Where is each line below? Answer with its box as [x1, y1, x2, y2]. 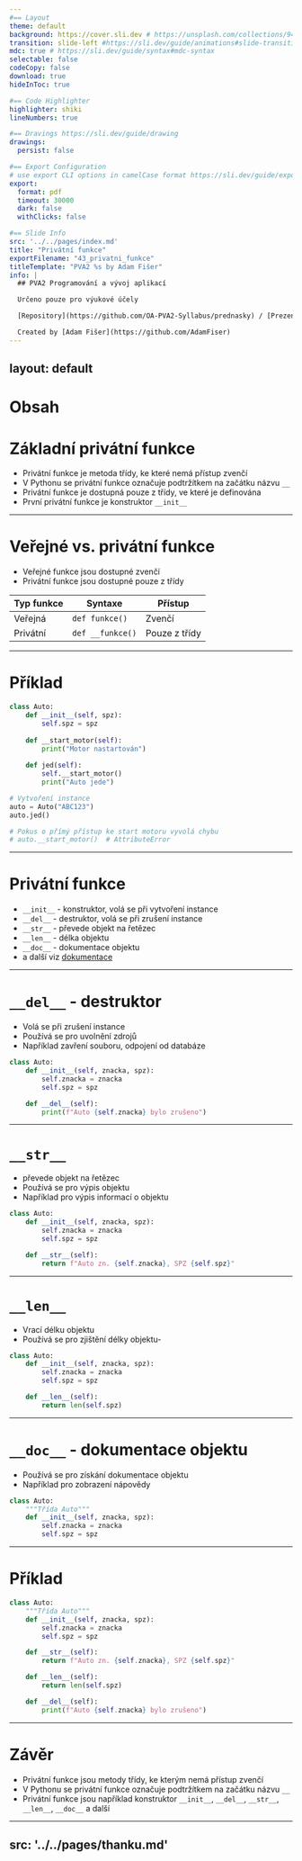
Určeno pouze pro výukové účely [17, 295, 139, 304]
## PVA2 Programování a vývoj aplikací [17, 279, 167, 288]
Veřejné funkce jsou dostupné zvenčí [22, 566, 160, 577]
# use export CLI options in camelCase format [9, 170, 187, 180]
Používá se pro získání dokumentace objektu [22, 1469, 189, 1480]
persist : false [17, 146, 75, 156]
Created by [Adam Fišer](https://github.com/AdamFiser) [17, 328, 231, 337]
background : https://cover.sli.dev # [9, 30, 151, 39]
